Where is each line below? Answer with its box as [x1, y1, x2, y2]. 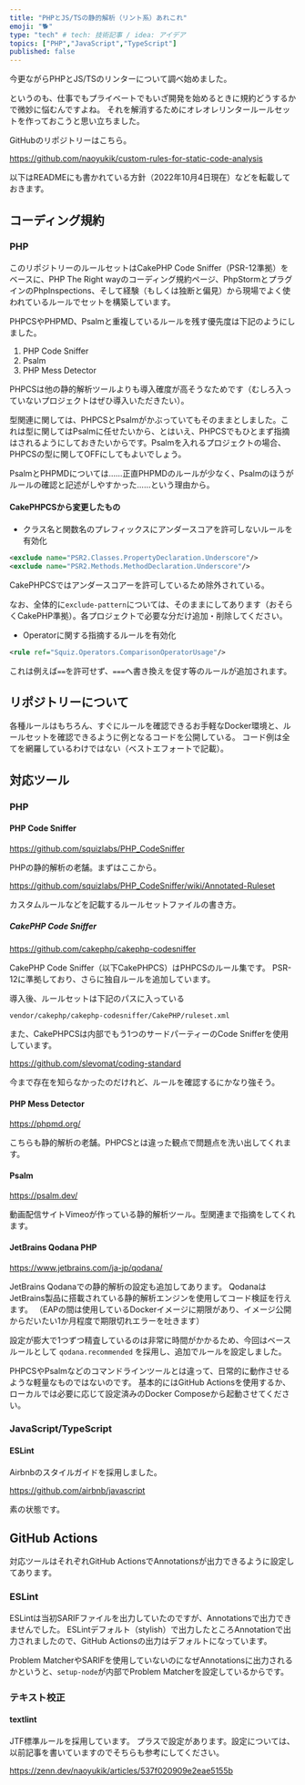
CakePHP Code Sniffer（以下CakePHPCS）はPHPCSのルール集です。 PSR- [9, 962, 292, 973]
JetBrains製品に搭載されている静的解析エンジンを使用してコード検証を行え [9, 1292, 292, 1303]
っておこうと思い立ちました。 [33, 116, 145, 127]
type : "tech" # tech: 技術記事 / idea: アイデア [9, 30, 187, 39]
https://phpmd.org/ [9, 1118, 81, 1130]
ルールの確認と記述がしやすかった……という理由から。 [9, 479, 216, 490]
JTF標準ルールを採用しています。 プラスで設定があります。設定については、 [9, 1735, 296, 1746]
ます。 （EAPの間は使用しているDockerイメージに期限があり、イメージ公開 [9, 1304, 292, 1315]
